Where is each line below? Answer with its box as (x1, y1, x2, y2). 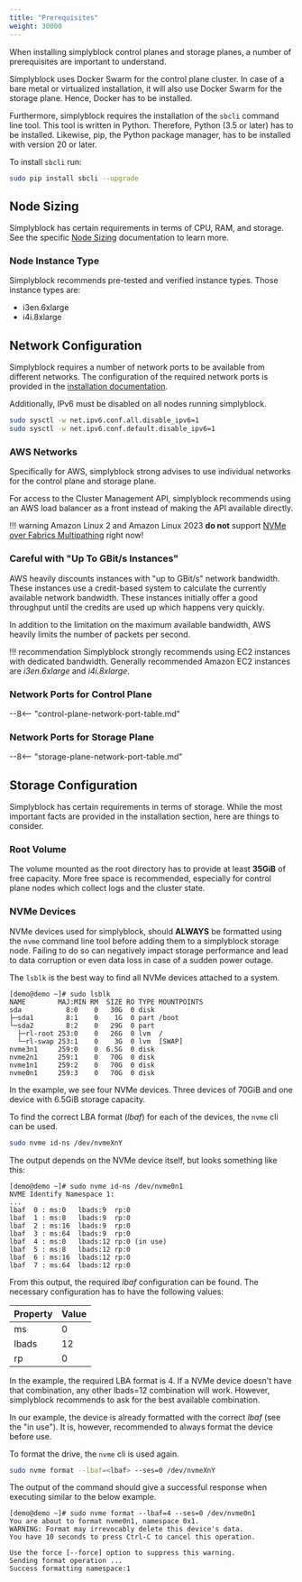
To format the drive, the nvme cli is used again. (9, 1449, 179, 1459)
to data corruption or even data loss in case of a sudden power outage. (9, 954, 273, 965)
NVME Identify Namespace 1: (9, 1190, 115, 1199)
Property (14, 1307, 53, 1320)
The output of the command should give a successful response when (9, 1482, 268, 1493)
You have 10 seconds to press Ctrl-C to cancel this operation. (9, 1532, 256, 1542)
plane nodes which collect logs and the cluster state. (9, 883, 206, 894)
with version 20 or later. (9, 139, 97, 150)
